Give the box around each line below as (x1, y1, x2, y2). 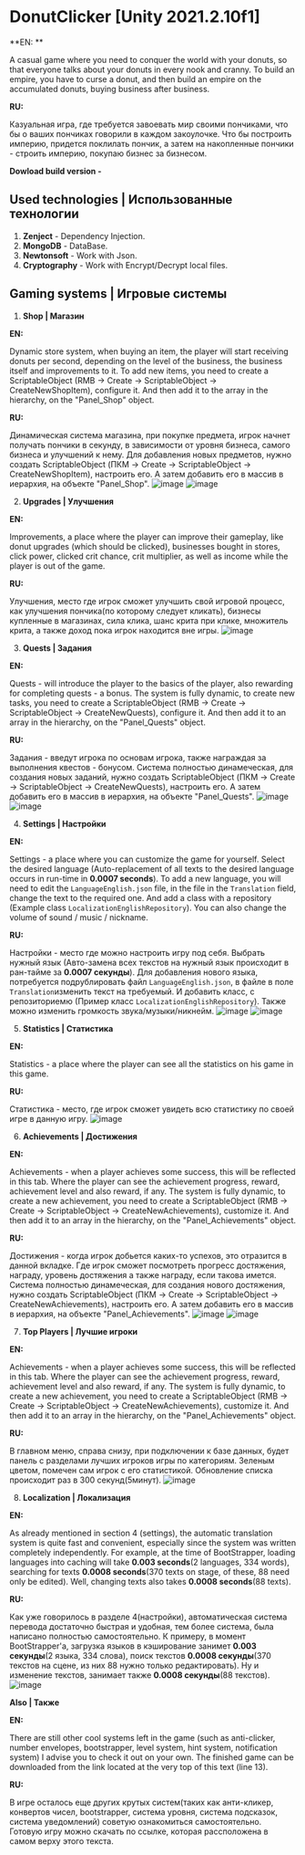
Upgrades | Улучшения (22, 496, 114, 507)
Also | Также (9, 1696, 60, 1708)
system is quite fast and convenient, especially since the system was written (9, 1536, 297, 1548)
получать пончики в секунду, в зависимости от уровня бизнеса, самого (9, 439, 291, 450)
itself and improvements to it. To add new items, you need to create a (9, 365, 269, 376)
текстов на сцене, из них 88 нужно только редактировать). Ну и (9, 1660, 259, 1671)
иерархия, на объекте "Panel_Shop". (9, 477, 150, 489)
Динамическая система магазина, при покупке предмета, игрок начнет (9, 429, 291, 440)
